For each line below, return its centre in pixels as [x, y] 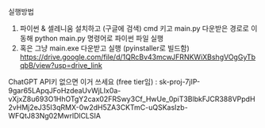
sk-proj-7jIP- [180, 82]
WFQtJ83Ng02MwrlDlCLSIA [55, 116]
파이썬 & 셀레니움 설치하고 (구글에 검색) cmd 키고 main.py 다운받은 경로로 [134, 28]
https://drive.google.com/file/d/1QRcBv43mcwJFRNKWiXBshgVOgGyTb [138, 57]
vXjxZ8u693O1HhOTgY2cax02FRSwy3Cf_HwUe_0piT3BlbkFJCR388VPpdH [132, 99]
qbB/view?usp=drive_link [61, 65]
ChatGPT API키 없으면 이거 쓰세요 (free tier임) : [83, 82]
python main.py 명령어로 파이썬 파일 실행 [99, 38]
